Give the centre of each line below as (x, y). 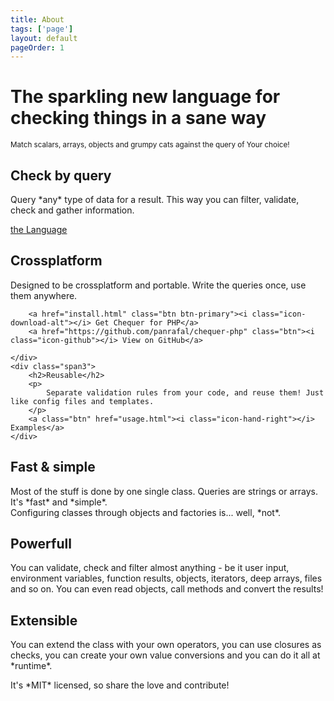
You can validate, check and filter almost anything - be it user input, (150, 568)
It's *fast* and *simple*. (59, 502)
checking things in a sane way (138, 118)
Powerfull (41, 544)
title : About (37, 19)
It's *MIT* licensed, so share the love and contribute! (120, 685)
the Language (39, 229)
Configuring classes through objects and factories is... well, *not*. (146, 512)
